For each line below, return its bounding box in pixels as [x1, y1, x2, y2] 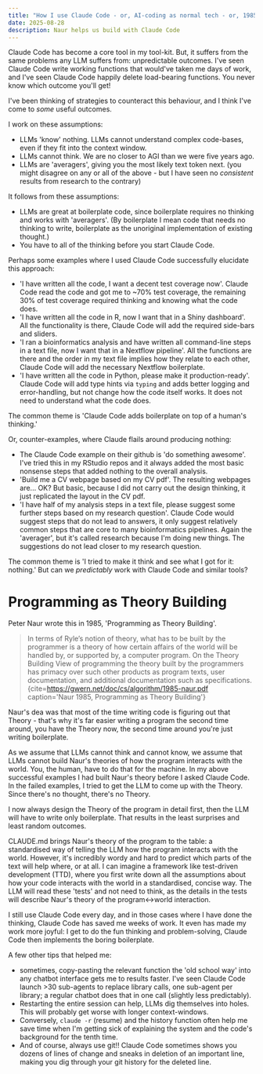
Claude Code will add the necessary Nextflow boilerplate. [19, 363, 206, 372]
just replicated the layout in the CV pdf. [19, 491, 146, 501]
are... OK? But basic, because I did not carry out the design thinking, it [19, 484, 246, 493]
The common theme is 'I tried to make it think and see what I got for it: [8, 557, 235, 566]
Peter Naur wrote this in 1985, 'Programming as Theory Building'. [8, 619, 217, 628]
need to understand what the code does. [19, 396, 151, 405]
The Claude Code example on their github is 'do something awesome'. [19, 450, 247, 459]
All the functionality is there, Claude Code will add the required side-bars [19, 321, 255, 331]
